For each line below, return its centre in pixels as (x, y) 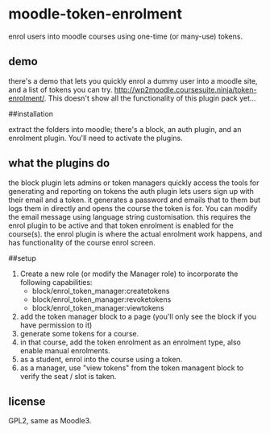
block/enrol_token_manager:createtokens (101, 291)
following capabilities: (56, 282)
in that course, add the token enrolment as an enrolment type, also (131, 342)
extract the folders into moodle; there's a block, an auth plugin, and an (125, 129)
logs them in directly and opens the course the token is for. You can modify (133, 208)
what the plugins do (59, 163)
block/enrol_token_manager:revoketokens (102, 299)
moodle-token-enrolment (96, 14)
